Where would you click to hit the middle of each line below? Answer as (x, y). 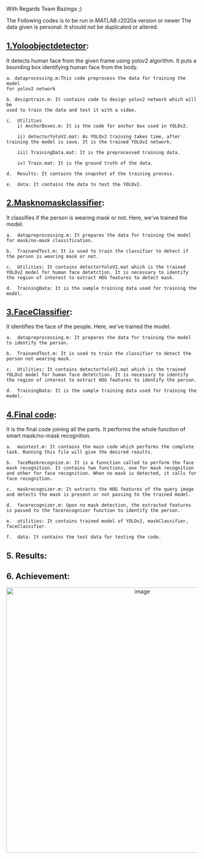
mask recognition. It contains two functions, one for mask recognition (100, 468)
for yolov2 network (31, 89)
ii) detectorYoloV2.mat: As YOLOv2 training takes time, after (99, 136)
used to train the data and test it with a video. (72, 110)
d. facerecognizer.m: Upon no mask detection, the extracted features (99, 505)
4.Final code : (32, 415)
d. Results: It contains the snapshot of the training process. (90, 173)
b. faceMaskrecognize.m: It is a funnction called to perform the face (100, 463)
